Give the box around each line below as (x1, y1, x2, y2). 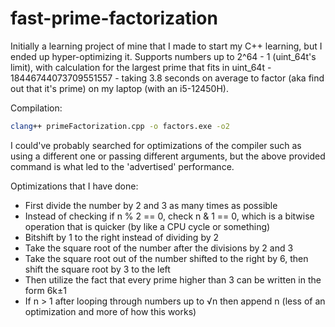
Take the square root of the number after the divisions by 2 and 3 (24, 242, 294, 254)
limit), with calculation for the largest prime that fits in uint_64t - (10, 61, 272, 73)
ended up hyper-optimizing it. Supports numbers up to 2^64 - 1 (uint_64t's (10, 50, 317, 62)
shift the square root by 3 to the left (24, 263, 171, 275)
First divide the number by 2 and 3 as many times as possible (24, 199, 278, 211)
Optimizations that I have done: (10, 180, 139, 192)
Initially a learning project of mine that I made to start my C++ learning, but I (10, 40, 323, 52)
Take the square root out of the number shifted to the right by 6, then (24, 252, 309, 264)
